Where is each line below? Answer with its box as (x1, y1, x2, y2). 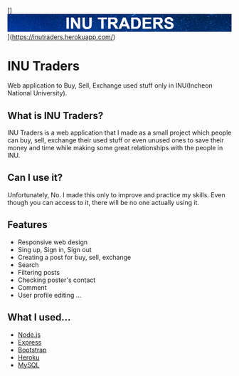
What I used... (7, 311, 71, 323)
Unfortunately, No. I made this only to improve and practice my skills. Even (7, 190, 225, 199)
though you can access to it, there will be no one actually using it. (7, 198, 200, 207)
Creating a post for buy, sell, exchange (17, 253, 132, 261)
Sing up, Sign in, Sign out (17, 245, 92, 254)
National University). (7, 89, 68, 98)
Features (7, 219, 48, 231)
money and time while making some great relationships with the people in (7, 144, 223, 152)
